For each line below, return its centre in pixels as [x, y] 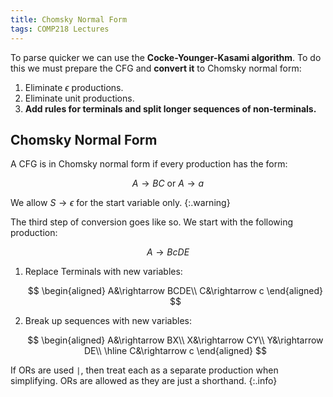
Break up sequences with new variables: [108, 321]
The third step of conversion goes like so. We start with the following [152, 222]
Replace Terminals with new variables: [103, 272]
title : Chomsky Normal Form [69, 19]
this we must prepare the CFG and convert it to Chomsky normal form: [156, 68]
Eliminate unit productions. [79, 98]
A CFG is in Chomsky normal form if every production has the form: [149, 164]
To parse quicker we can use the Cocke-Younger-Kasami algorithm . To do [166, 57]
